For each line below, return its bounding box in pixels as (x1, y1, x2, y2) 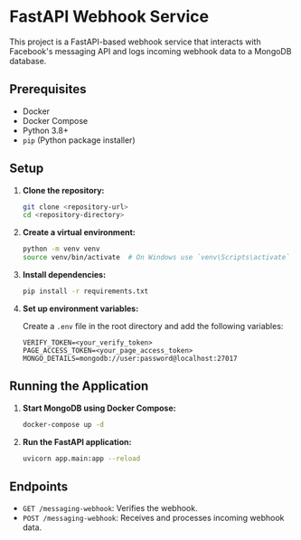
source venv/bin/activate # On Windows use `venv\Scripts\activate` (22, 253, 291, 262)
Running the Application (9, 378, 149, 394)
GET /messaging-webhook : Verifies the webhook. (22, 503, 198, 514)
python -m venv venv (22, 244, 100, 254)
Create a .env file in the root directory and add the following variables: (22, 320, 284, 331)
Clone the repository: (22, 185, 105, 195)
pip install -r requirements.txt (22, 287, 149, 296)
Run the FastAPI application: (22, 436, 132, 447)
